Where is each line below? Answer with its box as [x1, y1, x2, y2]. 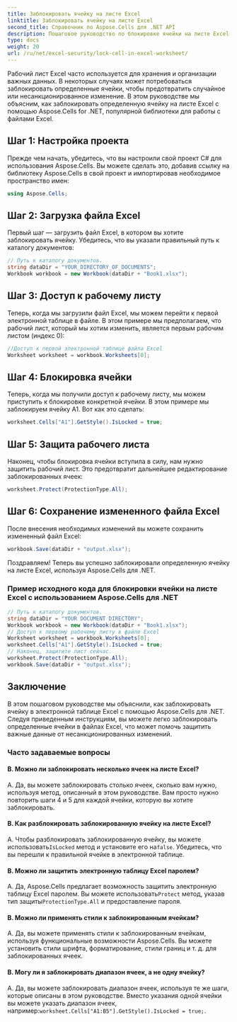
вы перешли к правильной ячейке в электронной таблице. [7, 850, 185, 858]
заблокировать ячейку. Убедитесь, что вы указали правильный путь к [7, 236, 220, 244]
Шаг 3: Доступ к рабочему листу [7, 290, 161, 302]
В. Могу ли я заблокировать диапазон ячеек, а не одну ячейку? [7, 967, 205, 976]
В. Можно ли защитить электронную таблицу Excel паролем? [7, 866, 200, 875]
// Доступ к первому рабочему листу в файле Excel [7, 628, 160, 635]
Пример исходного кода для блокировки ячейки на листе [7, 584, 218, 594]
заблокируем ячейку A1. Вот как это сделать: [7, 405, 145, 414]
